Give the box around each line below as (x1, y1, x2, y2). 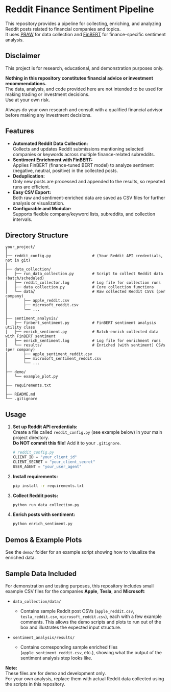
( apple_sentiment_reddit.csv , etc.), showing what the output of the (20, 649, 162, 655)
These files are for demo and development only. (5, 670, 106, 676)
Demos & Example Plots (5, 535, 82, 544)
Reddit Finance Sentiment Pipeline (5, 4, 154, 15)
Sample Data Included (5, 569, 77, 578)
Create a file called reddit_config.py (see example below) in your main (12, 429, 162, 435)
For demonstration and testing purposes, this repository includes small (5, 583, 154, 589)
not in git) (5, 258, 31, 263)
